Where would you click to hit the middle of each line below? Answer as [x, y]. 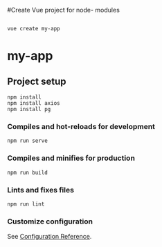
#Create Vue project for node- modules [63, 10]
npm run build [28, 172]
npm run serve [28, 141]
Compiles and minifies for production [71, 158]
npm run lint [26, 204]
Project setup [37, 81]
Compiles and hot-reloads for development [81, 126]
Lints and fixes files [41, 190]
